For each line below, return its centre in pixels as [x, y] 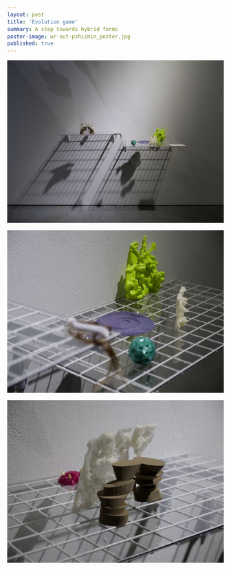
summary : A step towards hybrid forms [63, 29]
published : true [30, 44]
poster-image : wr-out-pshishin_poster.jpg [69, 36]
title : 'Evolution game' [43, 22]
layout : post [26, 14]
